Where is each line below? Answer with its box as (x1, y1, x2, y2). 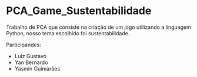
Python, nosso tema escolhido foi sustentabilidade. (6, 29, 130, 36)
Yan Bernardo (14, 59, 48, 66)
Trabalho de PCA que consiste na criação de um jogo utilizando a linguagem (6, 24, 191, 31)
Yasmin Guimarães (14, 65, 61, 72)
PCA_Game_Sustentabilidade (6, 4, 152, 18)
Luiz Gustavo (14, 52, 47, 59)
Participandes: (6, 41, 41, 48)
